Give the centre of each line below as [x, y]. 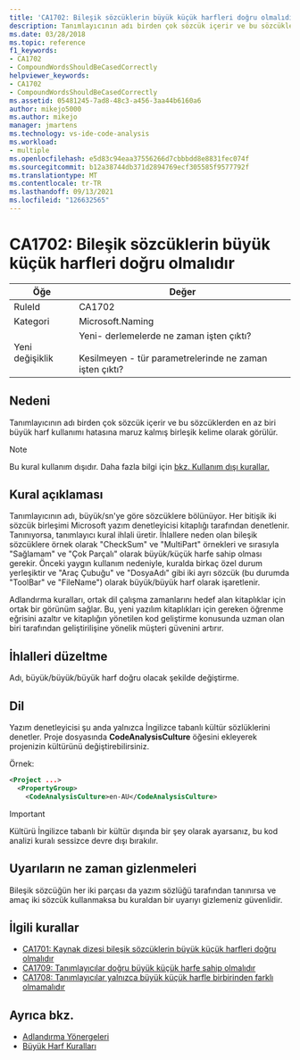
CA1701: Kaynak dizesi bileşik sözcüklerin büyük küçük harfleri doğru [149, 949]
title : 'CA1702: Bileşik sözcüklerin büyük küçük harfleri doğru [133, 17]
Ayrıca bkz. [42, 1015]
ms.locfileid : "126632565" [59, 200]
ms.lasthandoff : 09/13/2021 [62, 192]
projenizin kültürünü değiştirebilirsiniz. [79, 747]
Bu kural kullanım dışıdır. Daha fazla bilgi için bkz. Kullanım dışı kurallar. [139, 466]
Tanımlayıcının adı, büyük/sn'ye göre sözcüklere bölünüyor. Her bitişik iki [143, 516]
